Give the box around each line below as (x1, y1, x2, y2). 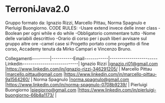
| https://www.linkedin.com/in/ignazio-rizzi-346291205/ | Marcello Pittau (5, 66, 152, 72)
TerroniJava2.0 (5, 3, 70, 15)
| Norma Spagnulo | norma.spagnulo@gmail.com (30, 76, 129, 82)
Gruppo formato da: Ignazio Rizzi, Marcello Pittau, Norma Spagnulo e (5, 20, 146, 26)
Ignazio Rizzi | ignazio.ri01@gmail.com (81, 61, 158, 67)
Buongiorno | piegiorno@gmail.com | (5, 87, 79, 93)
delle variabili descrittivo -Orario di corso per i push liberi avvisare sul (5, 35, 147, 41)
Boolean (5, 30, 22, 36)
